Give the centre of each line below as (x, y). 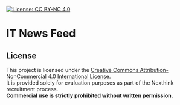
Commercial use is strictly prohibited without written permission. (90, 95)
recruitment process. (32, 89)
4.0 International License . (79, 76)
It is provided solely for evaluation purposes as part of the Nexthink (90, 83)
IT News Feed (41, 34)
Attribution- (154, 70)
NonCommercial (27, 76)
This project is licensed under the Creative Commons (72, 70)
